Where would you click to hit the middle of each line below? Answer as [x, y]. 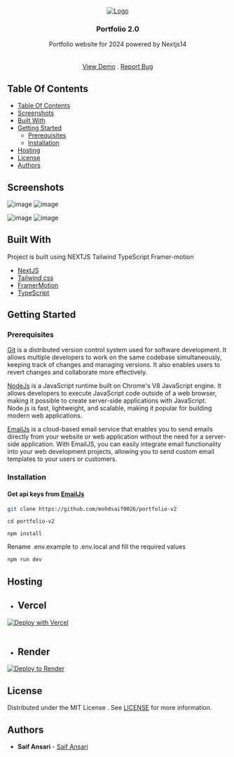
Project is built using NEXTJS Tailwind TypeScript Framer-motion [101, 257]
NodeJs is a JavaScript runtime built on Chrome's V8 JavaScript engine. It [115, 386]
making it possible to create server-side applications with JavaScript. [107, 401]
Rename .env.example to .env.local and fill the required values [97, 547]
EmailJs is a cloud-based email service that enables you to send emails [110, 429]
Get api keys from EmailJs [46, 494]
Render [34, 651]
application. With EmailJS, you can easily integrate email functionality [121, 444]
